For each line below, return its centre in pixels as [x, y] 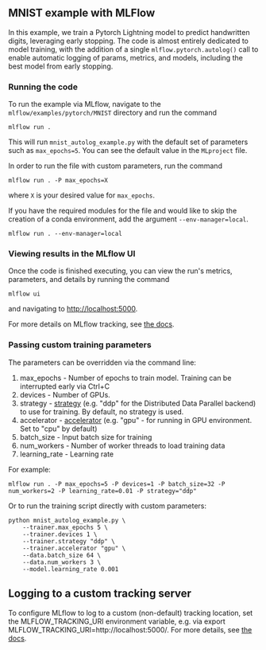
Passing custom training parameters [80, 345]
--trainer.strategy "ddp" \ [69, 541]
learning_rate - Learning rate [67, 454]
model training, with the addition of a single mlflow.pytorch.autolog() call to [133, 49]
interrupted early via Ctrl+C [64, 386]
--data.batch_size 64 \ [62, 555]
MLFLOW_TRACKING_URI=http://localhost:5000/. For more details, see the [130, 629]
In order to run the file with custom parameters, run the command [115, 166]
